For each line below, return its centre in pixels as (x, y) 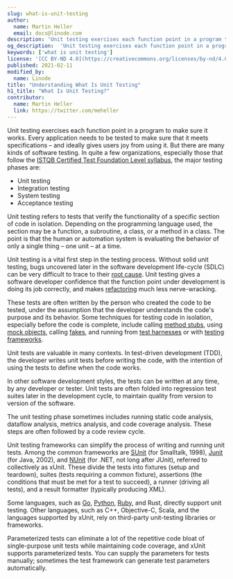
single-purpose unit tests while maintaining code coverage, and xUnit (106, 546)
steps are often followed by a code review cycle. (76, 431)
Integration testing (43, 188)
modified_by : (26, 72)
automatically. (27, 568)
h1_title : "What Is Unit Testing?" (59, 91)
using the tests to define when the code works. (75, 367)
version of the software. (41, 403)
